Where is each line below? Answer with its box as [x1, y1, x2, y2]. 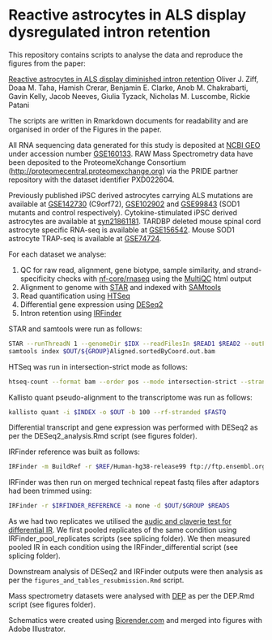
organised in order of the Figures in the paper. [8, 124, 162, 134]
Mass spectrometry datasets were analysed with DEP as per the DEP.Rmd [8, 591, 255, 601]
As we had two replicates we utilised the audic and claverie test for [8, 517, 232, 526]
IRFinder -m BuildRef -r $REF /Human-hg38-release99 [8, 463, 186, 471]
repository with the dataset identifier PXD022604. [8, 175, 175, 184]
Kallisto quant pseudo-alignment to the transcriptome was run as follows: [8, 392, 253, 402]
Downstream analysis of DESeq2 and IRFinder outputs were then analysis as [8, 567, 263, 577]
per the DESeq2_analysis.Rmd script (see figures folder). [8, 431, 198, 441]
